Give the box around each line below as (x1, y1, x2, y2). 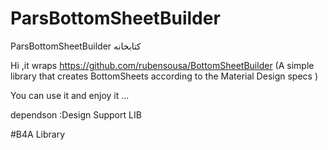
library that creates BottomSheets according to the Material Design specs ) (10, 70, 319, 82)
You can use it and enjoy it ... (10, 89, 130, 101)
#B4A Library (10, 128, 66, 140)
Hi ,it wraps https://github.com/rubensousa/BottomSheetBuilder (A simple (10, 59, 315, 71)
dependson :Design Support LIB (10, 108, 142, 121)
